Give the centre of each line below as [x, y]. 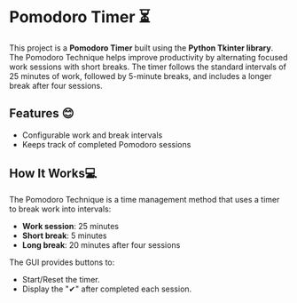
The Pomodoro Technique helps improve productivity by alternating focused [148, 57]
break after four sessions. [56, 85]
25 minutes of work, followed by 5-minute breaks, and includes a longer [141, 76]
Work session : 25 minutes [70, 226]
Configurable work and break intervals [92, 135]
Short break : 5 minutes [65, 235]
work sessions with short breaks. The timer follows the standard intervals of [148, 67]
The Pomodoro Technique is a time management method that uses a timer [145, 199]
